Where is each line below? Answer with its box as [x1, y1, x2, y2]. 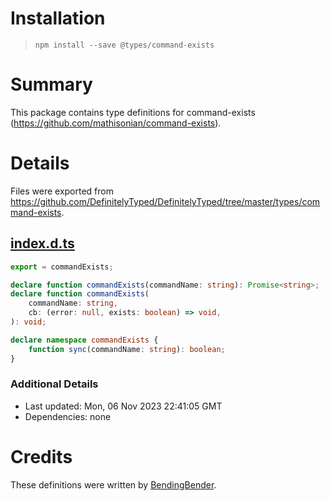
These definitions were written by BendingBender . [10, 478, 217, 491]
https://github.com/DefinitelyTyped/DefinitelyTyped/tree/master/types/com [10, 195, 321, 207]
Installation [10, 7, 106, 30]
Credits [10, 445, 73, 468]
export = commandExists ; [10, 262, 114, 272]
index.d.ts [10, 235, 75, 252]
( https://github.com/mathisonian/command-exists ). [10, 117, 222, 129]
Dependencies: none [24, 410, 112, 422]
